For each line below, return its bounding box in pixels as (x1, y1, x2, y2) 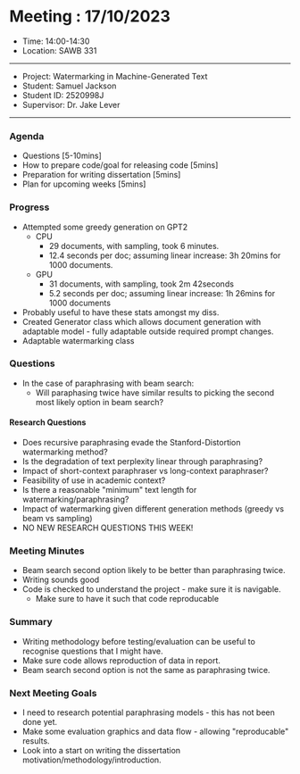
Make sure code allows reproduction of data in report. (21, 654, 221, 666)
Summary (9, 616, 54, 628)
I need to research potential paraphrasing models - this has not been (21, 707, 275, 718)
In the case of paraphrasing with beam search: (21, 378, 195, 388)
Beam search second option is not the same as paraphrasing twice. (21, 664, 271, 675)
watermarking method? (21, 446, 109, 457)
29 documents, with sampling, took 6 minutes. (48, 240, 220, 251)
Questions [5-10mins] (21, 150, 103, 162)
